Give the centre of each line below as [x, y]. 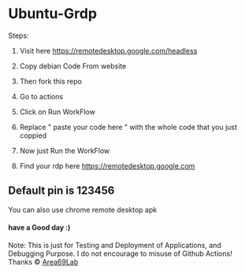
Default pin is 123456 [61, 191]
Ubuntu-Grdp [52, 14]
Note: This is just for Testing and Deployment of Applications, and [115, 245]
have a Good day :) [39, 228]
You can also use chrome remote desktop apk [83, 209]
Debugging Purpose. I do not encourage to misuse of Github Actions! [120, 254]
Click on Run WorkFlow [58, 112]
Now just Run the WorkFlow [65, 150]
